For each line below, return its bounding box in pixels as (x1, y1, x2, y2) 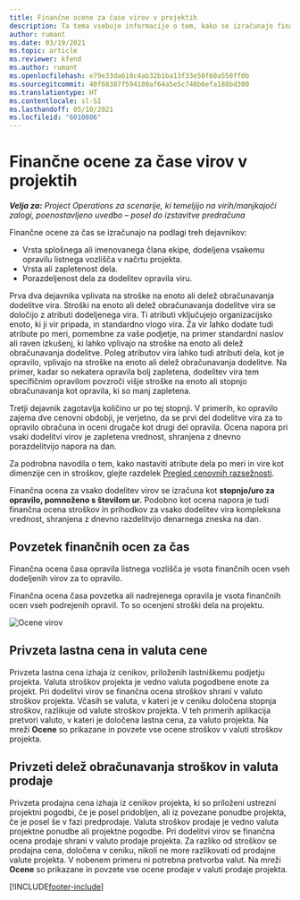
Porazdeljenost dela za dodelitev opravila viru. (21, 273, 193, 284)
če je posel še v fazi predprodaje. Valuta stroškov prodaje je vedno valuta (9, 816, 279, 827)
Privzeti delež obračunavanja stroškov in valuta (9, 759, 279, 775)
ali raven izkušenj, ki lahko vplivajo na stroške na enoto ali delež (9, 338, 244, 349)
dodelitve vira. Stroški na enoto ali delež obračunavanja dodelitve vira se (9, 300, 277, 311)
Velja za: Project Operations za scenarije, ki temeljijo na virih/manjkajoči (9, 201, 277, 211)
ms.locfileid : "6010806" (9, 113, 102, 122)
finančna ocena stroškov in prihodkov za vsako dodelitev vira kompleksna (9, 504, 281, 515)
